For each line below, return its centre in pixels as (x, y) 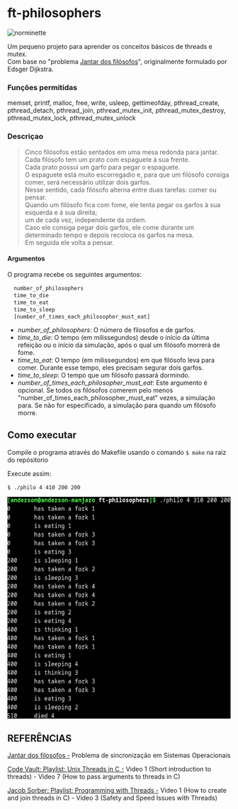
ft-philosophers (55, 13)
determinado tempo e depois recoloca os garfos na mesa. (109, 235)
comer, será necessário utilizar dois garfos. (88, 182)
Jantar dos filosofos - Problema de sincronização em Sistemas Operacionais (119, 755)
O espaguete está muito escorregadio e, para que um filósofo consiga (127, 175)
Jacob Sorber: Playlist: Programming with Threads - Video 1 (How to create (117, 791)
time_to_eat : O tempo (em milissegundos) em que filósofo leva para (116, 360)
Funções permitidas (42, 87)
